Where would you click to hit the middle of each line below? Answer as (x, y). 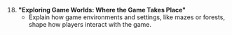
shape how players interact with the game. (90, 24)
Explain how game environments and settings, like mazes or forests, (127, 17)
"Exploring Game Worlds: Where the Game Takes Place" (102, 10)
